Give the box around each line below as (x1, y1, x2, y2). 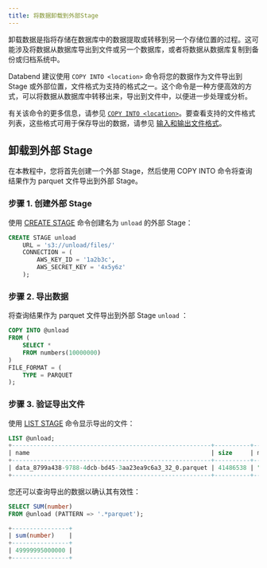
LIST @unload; (8, 434, 56, 442)
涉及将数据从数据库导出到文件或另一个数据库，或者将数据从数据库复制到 (14, 45, 252, 54)
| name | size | (8, 449, 254, 457)
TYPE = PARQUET (22, 371, 73, 379)
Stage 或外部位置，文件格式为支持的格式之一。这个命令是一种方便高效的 (8, 81, 246, 91)
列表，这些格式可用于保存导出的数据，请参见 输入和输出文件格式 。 (8, 118, 226, 127)
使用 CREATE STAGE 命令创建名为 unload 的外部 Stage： (8, 217, 193, 227)
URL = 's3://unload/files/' (22, 241, 115, 249)
